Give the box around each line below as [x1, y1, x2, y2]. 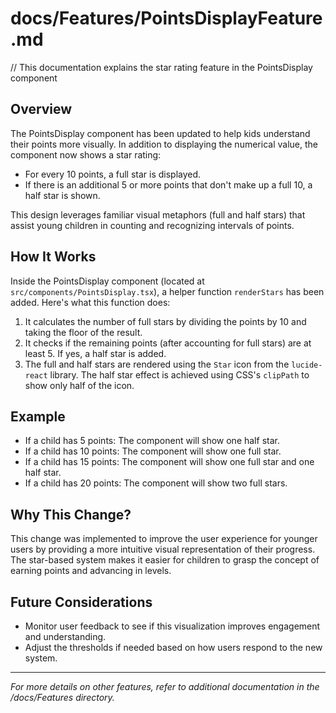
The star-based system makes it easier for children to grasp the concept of [10, 554, 320, 566]
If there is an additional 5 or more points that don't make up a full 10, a [24, 178, 313, 191]
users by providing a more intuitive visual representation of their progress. [10, 543, 316, 556]
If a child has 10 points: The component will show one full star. [24, 445, 282, 457]
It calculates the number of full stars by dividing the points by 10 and [24, 315, 307, 327]
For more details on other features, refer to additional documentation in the [10, 681, 320, 692]
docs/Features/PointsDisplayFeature [10, 7, 323, 30]
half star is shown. [24, 189, 101, 201]
